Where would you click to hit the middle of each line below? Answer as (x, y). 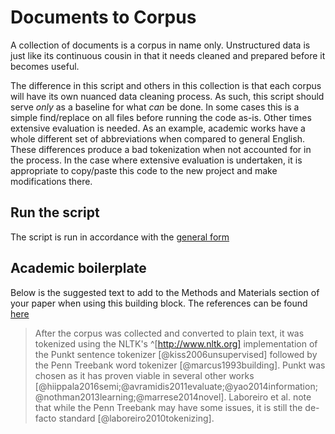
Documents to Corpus (103, 17)
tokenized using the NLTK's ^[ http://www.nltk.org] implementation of (176, 343)
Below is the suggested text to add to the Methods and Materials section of (165, 292)
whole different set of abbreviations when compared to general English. (157, 138)
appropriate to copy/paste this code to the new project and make (144, 170)
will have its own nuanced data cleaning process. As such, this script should (167, 96)
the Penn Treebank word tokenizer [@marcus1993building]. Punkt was (180, 365)
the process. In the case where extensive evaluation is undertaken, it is (156, 160)
